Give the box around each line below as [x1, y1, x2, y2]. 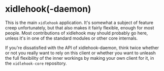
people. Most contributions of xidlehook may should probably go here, [5, 30, 148, 36]
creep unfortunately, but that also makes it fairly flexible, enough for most [5, 24, 154, 30]
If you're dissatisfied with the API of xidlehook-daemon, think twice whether [5, 45, 159, 50]
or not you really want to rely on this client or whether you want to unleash [5, 50, 156, 56]
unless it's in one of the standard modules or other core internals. [5, 35, 138, 41]
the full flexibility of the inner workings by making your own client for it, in [5, 55, 154, 61]
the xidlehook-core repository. [5, 60, 67, 66]
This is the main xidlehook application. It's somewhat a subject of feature [5, 20, 154, 25]
